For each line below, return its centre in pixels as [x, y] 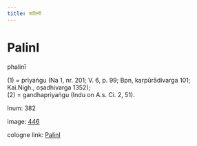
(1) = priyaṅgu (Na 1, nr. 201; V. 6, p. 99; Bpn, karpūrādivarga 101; [99, 80]
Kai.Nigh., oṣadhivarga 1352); [49, 87]
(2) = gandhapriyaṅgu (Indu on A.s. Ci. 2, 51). [71, 94]
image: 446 [23, 121]
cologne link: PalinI [34, 134]
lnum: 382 [22, 108]
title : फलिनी [24, 13]
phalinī [17, 67]
